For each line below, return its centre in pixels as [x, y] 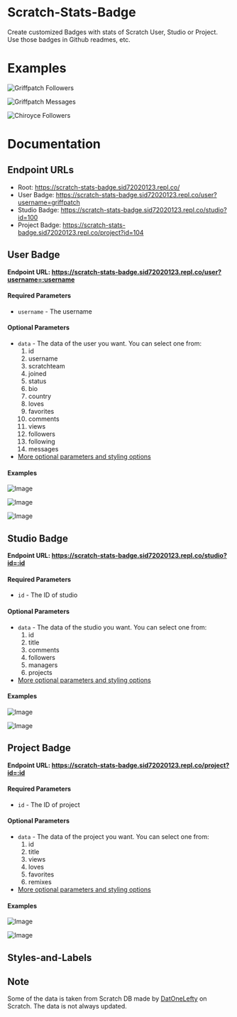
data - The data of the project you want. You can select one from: [113, 836]
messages [43, 449]
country [40, 396]
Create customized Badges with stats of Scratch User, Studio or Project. [113, 32]
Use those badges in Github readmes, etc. [69, 39]
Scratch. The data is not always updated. [67, 1006]
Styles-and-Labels [50, 958]
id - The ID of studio [48, 595]
